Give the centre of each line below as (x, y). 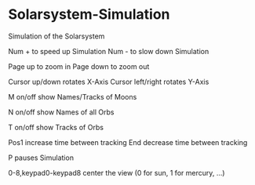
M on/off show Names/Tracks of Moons (73, 96)
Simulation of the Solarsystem (56, 36)
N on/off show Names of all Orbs (61, 112)
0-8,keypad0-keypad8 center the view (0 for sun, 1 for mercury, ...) (117, 172)
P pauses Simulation (41, 158)
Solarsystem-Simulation (89, 15)
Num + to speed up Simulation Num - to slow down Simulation (109, 51)
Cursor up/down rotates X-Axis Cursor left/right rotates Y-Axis (109, 82)
